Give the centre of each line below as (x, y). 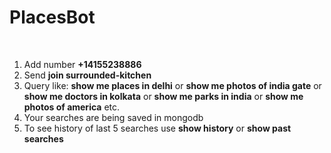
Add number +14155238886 (82, 64)
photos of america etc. (72, 107)
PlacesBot (52, 17)
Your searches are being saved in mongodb (113, 117)
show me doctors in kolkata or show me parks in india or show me (163, 96)
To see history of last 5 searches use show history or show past (157, 128)
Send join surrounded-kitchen (87, 75)
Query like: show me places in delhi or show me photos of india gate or (172, 85)
